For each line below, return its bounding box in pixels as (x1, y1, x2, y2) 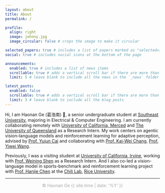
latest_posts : (5, 84, 34, 89)
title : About (5, 12, 32, 17)
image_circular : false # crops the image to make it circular (9, 39, 139, 44)
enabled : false (9, 88, 41, 93)
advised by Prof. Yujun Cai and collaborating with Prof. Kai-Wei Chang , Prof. (5, 138, 159, 144)
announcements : (5, 61, 36, 66)
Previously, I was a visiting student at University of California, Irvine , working (5, 153, 160, 159)
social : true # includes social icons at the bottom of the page (5, 52, 141, 57)
